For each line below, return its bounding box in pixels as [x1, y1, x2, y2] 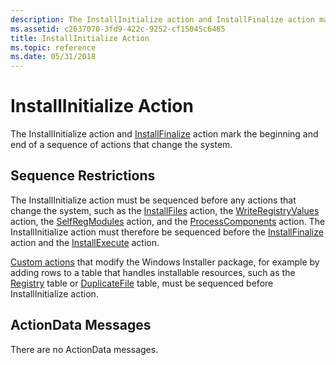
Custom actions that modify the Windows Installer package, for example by [10, 256, 320, 268]
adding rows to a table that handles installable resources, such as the [10, 266, 296, 278]
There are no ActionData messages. [10, 343, 159, 355]
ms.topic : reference [10, 42, 97, 53]
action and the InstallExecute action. [10, 236, 160, 248]
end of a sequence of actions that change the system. [10, 139, 233, 151]
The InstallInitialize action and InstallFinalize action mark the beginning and [10, 128, 319, 140]
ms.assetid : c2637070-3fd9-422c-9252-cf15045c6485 [10, 24, 226, 34]
